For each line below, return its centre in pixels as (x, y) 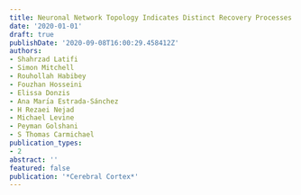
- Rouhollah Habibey (48, 76)
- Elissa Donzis (40, 93)
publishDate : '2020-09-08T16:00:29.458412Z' (94, 43)
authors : (26, 51)
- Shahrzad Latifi (44, 59)
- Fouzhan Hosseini (46, 84)
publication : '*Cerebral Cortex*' (74, 176)
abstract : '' (34, 160)
